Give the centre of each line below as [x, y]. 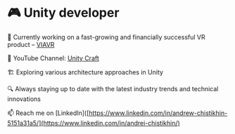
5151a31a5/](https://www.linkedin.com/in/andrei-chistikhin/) [94, 123]
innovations [24, 99]
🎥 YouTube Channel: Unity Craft [53, 58]
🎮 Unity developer [63, 13]
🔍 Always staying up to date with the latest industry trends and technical [113, 88]
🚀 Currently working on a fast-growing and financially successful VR [106, 37]
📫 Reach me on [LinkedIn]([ [48, 113]
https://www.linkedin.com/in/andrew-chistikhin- [158, 113]
